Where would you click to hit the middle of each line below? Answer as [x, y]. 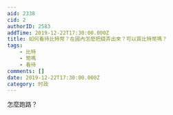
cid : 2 [17, 20]
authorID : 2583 [29, 26]
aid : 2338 [21, 13]
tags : [15, 45]
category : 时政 [28, 84]
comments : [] [26, 71]
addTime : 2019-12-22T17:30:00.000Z [58, 33]
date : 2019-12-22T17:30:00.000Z [53, 77]
